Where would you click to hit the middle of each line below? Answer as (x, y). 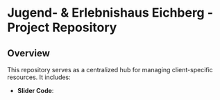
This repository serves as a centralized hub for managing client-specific (110, 70)
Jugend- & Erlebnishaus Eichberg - (110, 13)
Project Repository (62, 27)
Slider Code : (35, 91)
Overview (29, 53)
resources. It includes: (39, 77)
